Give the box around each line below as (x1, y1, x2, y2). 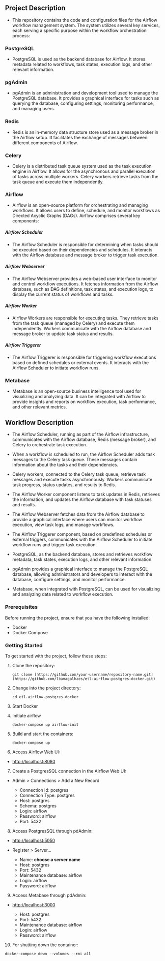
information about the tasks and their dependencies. (12, 462, 119, 468)
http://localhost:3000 (12, 901, 55, 907)
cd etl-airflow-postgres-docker (12, 694, 79, 699)
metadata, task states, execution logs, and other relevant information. (12, 557, 153, 562)
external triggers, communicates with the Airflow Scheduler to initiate (12, 536, 153, 543)
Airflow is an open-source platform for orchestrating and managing (12, 202, 148, 208)
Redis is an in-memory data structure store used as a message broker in (12, 129, 159, 135)
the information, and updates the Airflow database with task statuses (12, 496, 152, 502)
